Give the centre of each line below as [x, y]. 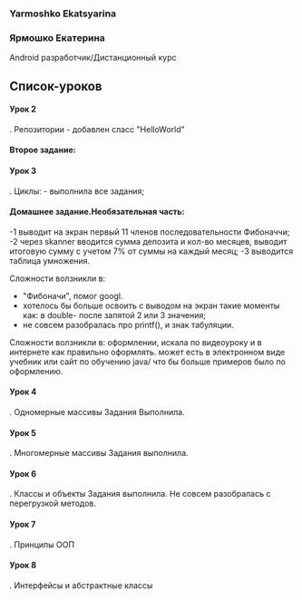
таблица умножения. [50, 260]
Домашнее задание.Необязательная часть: [97, 212]
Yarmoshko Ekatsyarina [63, 14]
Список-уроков [56, 86]
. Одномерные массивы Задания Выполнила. [97, 412]
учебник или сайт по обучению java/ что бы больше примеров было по [148, 362]
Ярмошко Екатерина [58, 37]
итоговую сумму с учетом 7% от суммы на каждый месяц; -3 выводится [151, 251]
